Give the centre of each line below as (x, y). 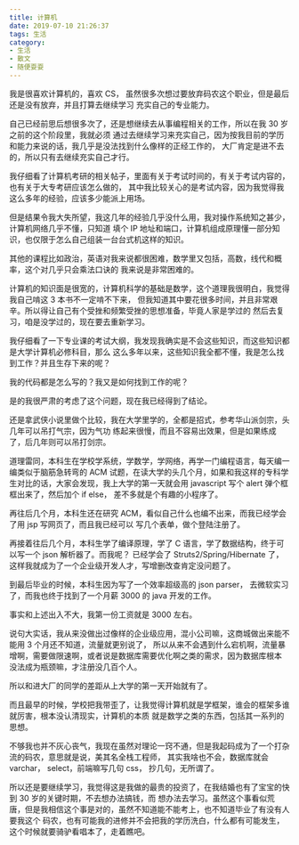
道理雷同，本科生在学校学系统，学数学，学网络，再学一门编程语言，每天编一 (149, 460)
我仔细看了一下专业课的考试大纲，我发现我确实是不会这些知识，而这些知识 (145, 340)
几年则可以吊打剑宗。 (72, 442)
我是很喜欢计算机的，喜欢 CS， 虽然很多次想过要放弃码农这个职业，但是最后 (149, 93)
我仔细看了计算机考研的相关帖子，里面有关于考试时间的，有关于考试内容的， (149, 175)
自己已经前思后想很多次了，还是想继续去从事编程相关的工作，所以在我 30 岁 (149, 123)
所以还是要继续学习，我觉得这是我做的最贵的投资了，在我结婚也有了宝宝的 (145, 787)
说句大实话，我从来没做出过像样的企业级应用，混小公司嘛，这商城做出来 (141, 633)
